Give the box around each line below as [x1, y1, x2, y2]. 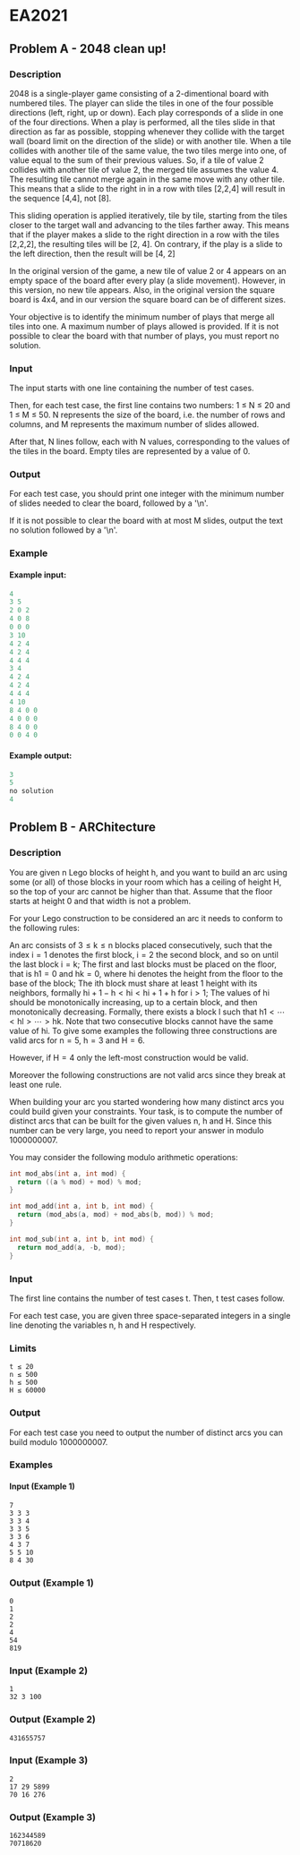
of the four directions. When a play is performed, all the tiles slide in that [9, 116, 276, 127]
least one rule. [9, 1079, 63, 1090]
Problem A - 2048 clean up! [9, 41, 167, 56]
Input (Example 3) [9, 1754, 89, 1766]
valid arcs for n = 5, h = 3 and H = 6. [9, 1035, 145, 1046]
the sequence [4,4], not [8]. [9, 192, 112, 203]
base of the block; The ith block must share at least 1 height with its [9, 978, 258, 988]
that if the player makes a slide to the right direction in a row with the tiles [9, 229, 280, 240]
